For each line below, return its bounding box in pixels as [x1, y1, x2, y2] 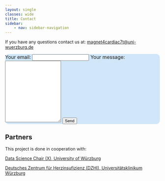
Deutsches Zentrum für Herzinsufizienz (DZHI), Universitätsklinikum [5, 165, 142, 171]
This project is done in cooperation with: [5, 146, 87, 151]
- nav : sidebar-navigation [14, 26, 69, 30]
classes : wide [5, 12, 34, 17]
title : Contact [5, 16, 36, 21]
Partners [5, 133, 33, 141]
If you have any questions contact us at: [5, 39, 86, 45]
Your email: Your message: [5, 54, 125, 60]
